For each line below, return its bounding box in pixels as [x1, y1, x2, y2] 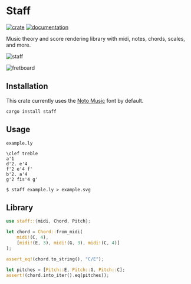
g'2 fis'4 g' [6, 176, 38, 182]
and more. [6, 41, 31, 48]
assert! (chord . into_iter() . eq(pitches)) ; [6, 272, 110, 278]
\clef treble [6, 151, 38, 156]
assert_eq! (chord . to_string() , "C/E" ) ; [6, 256, 104, 262]
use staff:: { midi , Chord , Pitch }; [6, 218, 91, 224]
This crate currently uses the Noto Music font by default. [6, 97, 144, 104]
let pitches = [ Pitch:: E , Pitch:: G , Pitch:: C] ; [6, 267, 126, 273]
